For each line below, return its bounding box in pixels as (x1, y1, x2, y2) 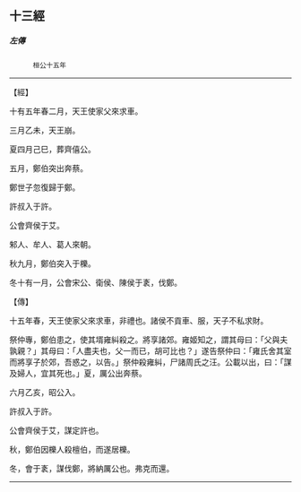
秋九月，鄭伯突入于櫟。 (9, 258, 96, 269)
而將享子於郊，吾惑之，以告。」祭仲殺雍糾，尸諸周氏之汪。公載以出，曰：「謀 (9, 357, 292, 367)
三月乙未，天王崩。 (9, 125, 81, 136)
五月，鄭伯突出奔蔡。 (9, 163, 88, 174)
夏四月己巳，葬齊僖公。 (9, 144, 96, 155)
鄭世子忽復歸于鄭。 (9, 182, 81, 193)
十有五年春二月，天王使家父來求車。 (9, 106, 143, 117)
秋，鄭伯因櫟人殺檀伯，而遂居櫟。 (9, 445, 135, 455)
